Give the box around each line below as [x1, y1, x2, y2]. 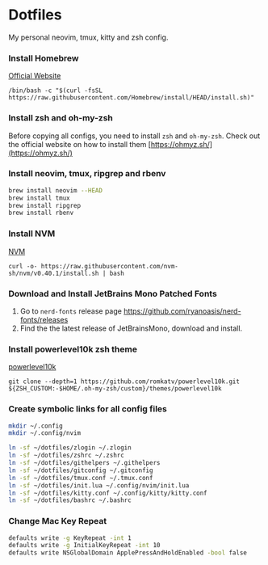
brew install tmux [8, 194, 70, 202]
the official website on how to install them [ [8, 139, 152, 149]
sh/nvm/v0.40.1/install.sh [8, 269, 99, 277]
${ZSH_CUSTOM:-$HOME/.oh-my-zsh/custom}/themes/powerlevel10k [8, 385, 222, 393]
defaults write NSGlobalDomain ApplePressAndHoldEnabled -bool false [8, 549, 248, 557]
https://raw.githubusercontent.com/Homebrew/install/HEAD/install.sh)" [8, 94, 254, 102]
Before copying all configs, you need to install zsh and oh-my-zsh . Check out [8, 131, 261, 141]
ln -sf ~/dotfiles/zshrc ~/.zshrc [8, 451, 125, 460]
